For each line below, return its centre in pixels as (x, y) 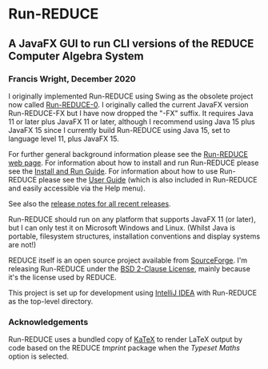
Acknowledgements (48, 322)
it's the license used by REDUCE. (63, 277)
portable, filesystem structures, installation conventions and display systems (134, 236)
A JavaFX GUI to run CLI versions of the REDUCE (131, 44)
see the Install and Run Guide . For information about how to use (113, 171)
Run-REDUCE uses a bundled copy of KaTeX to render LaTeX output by (125, 339)
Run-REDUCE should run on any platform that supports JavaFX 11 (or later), (132, 219)
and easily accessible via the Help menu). (77, 188)
